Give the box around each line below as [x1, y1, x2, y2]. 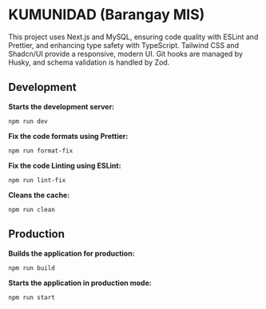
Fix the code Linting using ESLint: [8, 160, 121, 170]
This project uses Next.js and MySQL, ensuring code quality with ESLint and [8, 32, 259, 42]
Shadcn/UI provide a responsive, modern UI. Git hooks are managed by [8, 49, 244, 58]
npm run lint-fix [8, 176, 66, 184]
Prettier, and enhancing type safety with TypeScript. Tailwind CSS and [8, 40, 240, 50]
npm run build [8, 263, 56, 272]
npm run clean [8, 205, 56, 213]
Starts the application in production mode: [8, 278, 152, 287]
